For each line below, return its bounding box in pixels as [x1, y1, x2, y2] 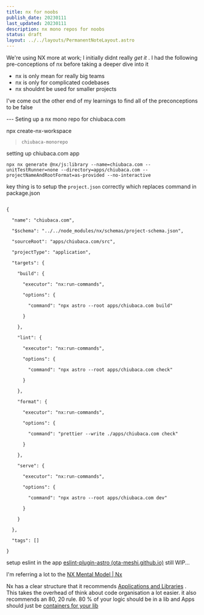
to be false [6, 104, 33, 110]
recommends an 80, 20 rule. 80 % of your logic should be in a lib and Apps [6, 595, 195, 603]
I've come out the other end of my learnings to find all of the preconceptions [6, 97, 198, 104]
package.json [6, 190, 41, 196]
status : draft [6, 32, 43, 38]
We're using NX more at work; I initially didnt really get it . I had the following [6, 54, 198, 61]
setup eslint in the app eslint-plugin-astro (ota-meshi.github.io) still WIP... [6, 559, 190, 566]
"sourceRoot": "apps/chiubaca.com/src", [12, 239, 116, 245]
